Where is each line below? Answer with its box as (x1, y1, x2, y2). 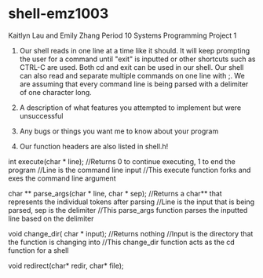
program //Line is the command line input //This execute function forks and (8, 165, 251, 174)
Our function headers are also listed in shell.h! (19, 141, 169, 151)
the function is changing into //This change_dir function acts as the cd (8, 237, 236, 247)
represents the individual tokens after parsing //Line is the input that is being (8, 197, 255, 207)
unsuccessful (19, 111, 64, 120)
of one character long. (19, 87, 92, 97)
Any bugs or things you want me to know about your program (19, 126, 219, 136)
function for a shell (8, 245, 69, 255)
